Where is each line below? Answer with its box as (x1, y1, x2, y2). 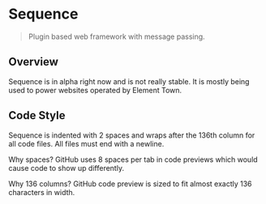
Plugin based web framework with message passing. (28, 32, 205, 41)
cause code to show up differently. (8, 163, 124, 172)
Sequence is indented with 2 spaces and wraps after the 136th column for (8, 130, 255, 140)
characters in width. (8, 187, 75, 197)
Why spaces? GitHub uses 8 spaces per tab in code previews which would (8, 155, 258, 164)
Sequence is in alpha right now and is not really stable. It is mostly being (8, 76, 250, 86)
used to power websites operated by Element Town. (8, 85, 182, 95)
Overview (8, 55, 59, 69)
